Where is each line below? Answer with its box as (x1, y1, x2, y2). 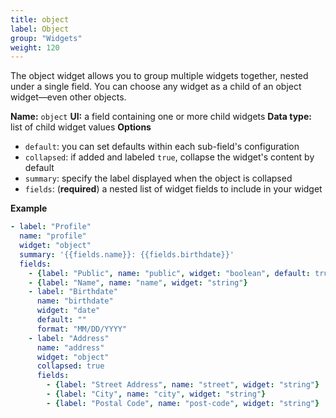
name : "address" (36, 342, 105, 353)
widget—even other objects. (10, 91, 127, 103)
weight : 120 (10, 42, 60, 53)
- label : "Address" (28, 333, 110, 343)
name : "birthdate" (36, 296, 114, 306)
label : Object (10, 24, 70, 34)
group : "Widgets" (10, 33, 83, 43)
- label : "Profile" (10, 222, 92, 232)
